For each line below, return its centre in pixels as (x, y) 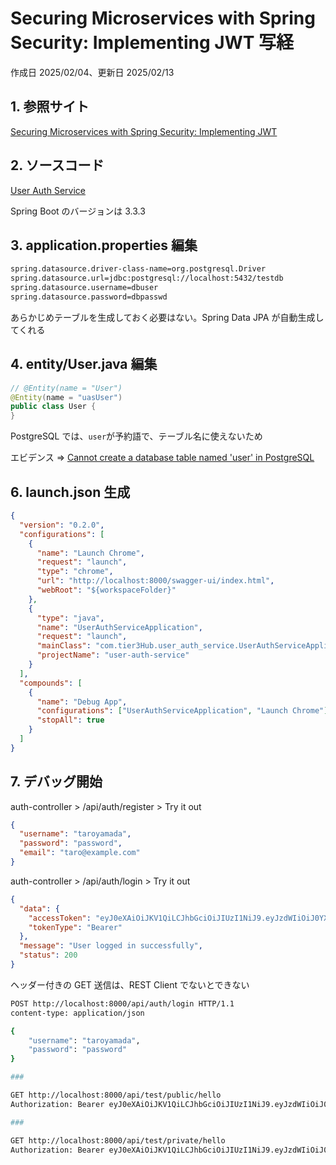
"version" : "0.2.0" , (62, 525)
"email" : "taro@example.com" (80, 853)
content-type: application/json (77, 1013)
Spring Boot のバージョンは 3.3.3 (78, 211)
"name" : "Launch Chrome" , (90, 553)
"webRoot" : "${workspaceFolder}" (106, 590)
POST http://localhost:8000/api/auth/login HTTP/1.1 (122, 1003)
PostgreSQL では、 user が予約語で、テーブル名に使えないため (136, 436)
